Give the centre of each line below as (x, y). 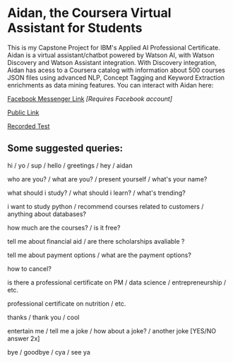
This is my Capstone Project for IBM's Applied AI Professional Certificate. (114, 47)
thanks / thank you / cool (43, 317)
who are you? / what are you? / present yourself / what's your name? (107, 179)
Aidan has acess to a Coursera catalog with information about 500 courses (116, 70)
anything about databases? (47, 214)
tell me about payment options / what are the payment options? (100, 255)
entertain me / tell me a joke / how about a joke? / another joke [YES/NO (112, 331)
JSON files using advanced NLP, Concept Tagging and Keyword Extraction (116, 77)
